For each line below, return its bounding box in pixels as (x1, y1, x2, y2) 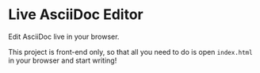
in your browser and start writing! (8, 56, 117, 65)
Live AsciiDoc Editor (8, 6, 144, 24)
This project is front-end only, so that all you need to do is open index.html (8, 47, 253, 56)
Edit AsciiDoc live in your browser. (8, 32, 120, 41)
